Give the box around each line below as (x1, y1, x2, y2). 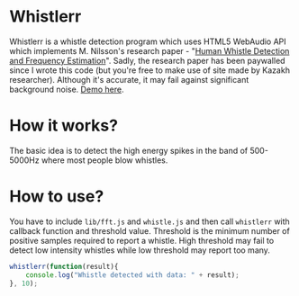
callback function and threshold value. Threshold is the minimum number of (9, 225, 290, 236)
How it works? (9, 115, 119, 136)
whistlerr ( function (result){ (9, 262, 119, 271)
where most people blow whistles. (41, 155, 168, 166)
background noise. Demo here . (9, 84, 124, 94)
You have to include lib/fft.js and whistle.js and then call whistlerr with (9, 216, 290, 227)
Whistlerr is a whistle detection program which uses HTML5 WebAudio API (9, 36, 286, 47)
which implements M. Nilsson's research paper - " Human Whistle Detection (9, 45, 290, 56)
